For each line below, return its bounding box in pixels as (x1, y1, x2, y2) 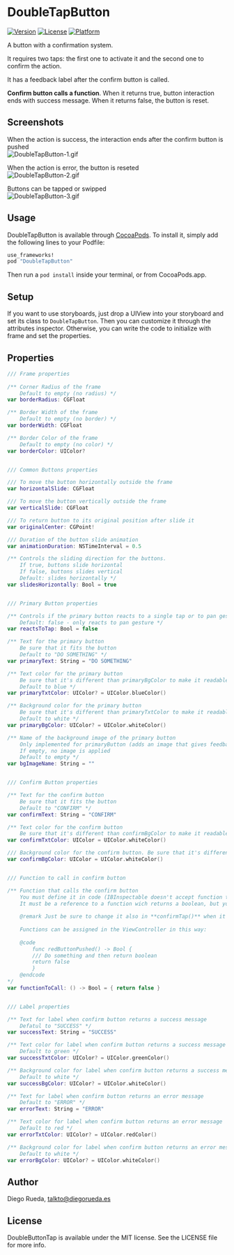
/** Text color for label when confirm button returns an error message (7, 1118, 223, 1125)
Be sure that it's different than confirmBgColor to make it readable (19, 830, 229, 837)
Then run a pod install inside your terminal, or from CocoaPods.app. (7, 270, 207, 279)
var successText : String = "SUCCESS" (7, 1029, 117, 1036)
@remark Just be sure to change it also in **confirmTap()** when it (19, 913, 226, 920)
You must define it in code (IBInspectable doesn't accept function (19, 893, 223, 901)
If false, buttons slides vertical (19, 568, 123, 575)
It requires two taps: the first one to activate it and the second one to (7, 54, 204, 63)
